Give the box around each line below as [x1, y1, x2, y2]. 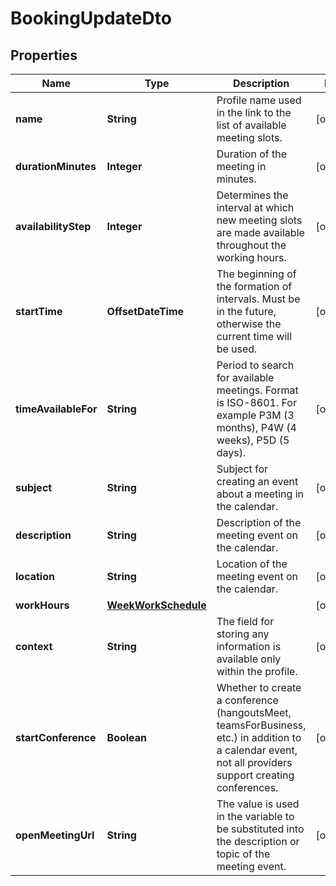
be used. [216, 342, 258, 356]
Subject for [216, 462, 269, 476]
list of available [216, 118, 287, 132]
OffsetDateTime [106, 305, 185, 318]
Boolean [106, 731, 148, 744]
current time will [216, 330, 293, 343]
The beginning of [216, 267, 297, 281]
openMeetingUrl [15, 828, 95, 842]
